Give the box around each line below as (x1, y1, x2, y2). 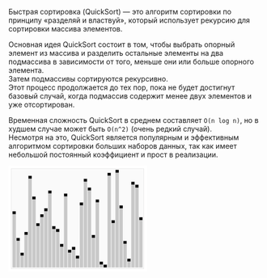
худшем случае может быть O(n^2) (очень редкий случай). (8, 124, 213, 133)
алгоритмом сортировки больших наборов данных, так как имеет (8, 141, 237, 150)
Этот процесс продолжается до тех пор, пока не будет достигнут (8, 82, 235, 92)
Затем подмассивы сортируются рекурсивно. (8, 74, 168, 83)
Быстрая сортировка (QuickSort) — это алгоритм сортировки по (8, 7, 232, 16)
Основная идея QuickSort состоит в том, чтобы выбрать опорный (8, 40, 235, 49)
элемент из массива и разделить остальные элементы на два (8, 48, 224, 57)
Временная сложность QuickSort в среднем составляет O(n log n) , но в (8, 116, 259, 124)
